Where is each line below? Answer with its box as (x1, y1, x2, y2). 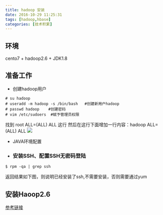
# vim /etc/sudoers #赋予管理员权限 (5, 112, 79, 117)
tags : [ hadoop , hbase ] (5, 17, 51, 22)
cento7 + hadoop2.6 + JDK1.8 (5, 55, 68, 61)
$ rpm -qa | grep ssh (5, 164, 51, 169)
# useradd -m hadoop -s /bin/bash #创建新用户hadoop (5, 101, 120, 106)
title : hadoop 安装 (5, 7, 45, 13)
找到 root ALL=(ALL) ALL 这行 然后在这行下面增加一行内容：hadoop (5, 121, 146, 127)
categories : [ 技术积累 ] (5, 21, 52, 27)
